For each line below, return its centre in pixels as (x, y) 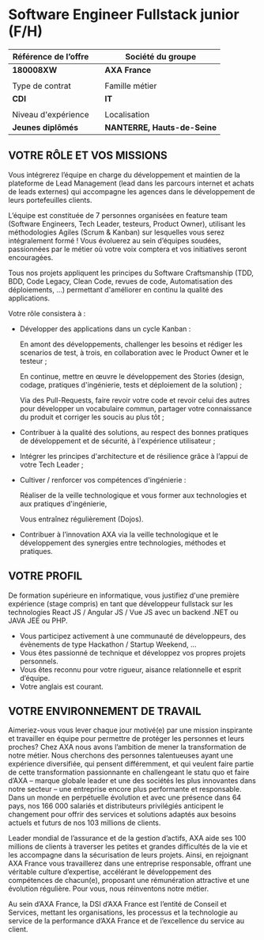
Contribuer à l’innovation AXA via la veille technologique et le (119, 534)
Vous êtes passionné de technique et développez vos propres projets (133, 652)
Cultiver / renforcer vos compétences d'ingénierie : (103, 480)
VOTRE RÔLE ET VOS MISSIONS (88, 156)
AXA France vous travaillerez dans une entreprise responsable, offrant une (130, 864)
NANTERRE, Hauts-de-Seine (161, 127)
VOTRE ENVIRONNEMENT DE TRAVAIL (105, 711)
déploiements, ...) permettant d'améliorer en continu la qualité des (116, 289)
